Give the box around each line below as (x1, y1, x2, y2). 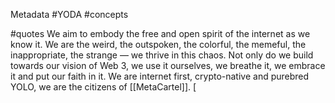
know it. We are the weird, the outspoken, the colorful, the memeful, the (10, 39, 307, 50)
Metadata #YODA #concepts (10, 9, 129, 20)
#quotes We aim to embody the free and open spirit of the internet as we (10, 28, 311, 39)
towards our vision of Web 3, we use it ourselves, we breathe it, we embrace (10, 60, 326, 71)
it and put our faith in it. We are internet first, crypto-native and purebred (10, 70, 310, 82)
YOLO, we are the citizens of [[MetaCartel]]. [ (10, 81, 197, 93)
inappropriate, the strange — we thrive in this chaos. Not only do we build (10, 49, 314, 61)
